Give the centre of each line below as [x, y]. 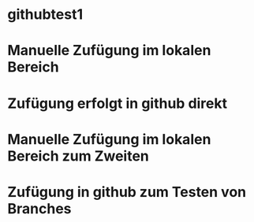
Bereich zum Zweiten [78, 156]
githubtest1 [45, 15]
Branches [39, 208]
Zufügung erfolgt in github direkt [118, 103]
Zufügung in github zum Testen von [127, 192]
